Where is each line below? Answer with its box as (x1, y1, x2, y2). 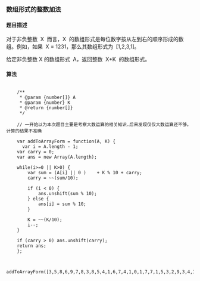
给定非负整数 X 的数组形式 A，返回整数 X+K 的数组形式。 (6, 55, 151, 63)
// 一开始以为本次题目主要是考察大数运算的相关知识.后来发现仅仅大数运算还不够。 (17, 122, 192, 128)
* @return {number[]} (19, 105, 73, 111)
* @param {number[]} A (19, 94, 76, 101)
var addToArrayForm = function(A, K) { (17, 138, 116, 144)
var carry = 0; (17, 149, 55, 155)
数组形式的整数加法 (6, 5, 61, 13)
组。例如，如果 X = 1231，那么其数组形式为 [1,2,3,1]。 (6, 43, 140, 50)
